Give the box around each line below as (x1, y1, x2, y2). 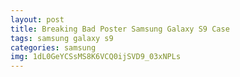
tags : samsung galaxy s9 (10, 33, 114, 43)
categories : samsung (10, 42, 97, 53)
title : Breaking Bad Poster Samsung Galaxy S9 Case (10, 24, 230, 34)
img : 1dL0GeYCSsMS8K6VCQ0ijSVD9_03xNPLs (10, 52, 182, 62)
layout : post (10, 14, 65, 25)
